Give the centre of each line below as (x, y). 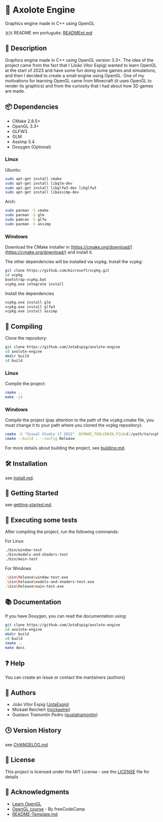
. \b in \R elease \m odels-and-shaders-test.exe (50, 582)
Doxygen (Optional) (32, 147)
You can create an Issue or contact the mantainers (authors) (65, 677)
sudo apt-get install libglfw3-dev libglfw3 (51, 188)
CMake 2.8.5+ (26, 121)
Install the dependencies (30, 293)
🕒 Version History (33, 730)
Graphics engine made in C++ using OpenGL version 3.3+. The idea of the (79, 60)
